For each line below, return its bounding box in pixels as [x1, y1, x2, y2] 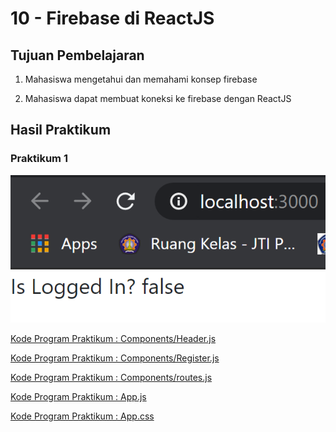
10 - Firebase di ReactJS [10, 7, 215, 30]
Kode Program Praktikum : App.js [10, 391, 147, 403]
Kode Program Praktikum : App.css [10, 410, 155, 422]
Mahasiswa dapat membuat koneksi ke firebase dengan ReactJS [24, 93, 292, 104]
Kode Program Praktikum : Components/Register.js [10, 352, 220, 364]
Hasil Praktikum [10, 122, 112, 139]
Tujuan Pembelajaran [10, 47, 145, 64]
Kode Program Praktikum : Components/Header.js [10, 333, 217, 345]
